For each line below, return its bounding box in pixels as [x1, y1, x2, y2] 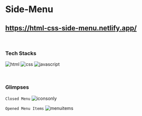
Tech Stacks [5, 50, 37, 57]
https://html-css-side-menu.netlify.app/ [5, 24, 137, 32]
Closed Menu [5, 96, 30, 101]
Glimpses [5, 84, 29, 91]
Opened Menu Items [5, 106, 44, 111]
